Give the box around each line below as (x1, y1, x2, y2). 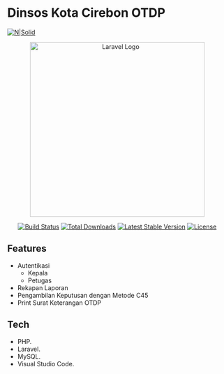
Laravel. (17, 345, 40, 353)
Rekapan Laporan (17, 283, 68, 292)
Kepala (27, 268, 48, 277)
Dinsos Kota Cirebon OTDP (7, 5, 166, 21)
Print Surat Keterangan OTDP (17, 299, 102, 307)
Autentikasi (17, 261, 50, 270)
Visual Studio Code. (17, 359, 75, 368)
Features (7, 243, 47, 254)
